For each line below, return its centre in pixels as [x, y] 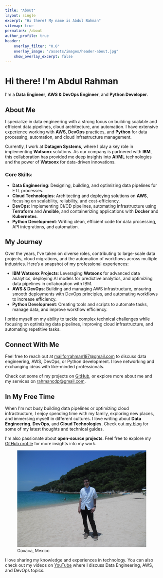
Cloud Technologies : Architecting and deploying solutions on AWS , [80, 196]
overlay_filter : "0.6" [37, 46]
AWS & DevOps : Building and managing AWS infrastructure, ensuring [82, 289]
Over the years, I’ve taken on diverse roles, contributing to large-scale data [80, 253]
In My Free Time [30, 397]
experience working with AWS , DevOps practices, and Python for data [76, 132]
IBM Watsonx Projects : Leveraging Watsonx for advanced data [76, 273]
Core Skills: [19, 175]
